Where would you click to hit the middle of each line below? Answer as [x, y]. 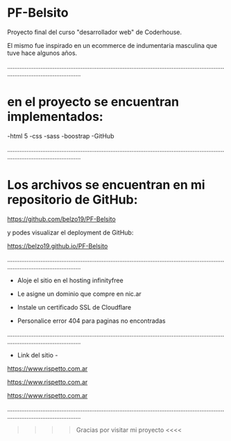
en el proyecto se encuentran [93, 102]
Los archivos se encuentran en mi [106, 185]
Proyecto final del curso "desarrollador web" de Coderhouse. [95, 32]
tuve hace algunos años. [42, 53]
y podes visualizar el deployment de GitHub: [70, 232]
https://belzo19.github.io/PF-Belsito [58, 246]
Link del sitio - [37, 355]
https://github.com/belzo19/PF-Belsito [61, 219]
